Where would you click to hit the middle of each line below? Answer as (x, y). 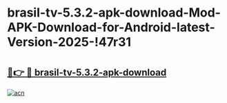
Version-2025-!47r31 (69, 42)
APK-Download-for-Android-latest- (111, 27)
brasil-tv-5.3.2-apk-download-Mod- (114, 13)
